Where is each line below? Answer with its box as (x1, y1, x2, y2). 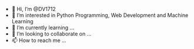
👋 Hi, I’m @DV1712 (11, 6, 56, 12)
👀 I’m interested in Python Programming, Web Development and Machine (11, 12, 189, 19)
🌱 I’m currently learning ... (11, 24, 75, 31)
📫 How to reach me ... (11, 37, 66, 44)
